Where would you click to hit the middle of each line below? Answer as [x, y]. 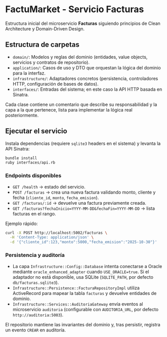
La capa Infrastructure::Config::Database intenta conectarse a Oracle [87, 266]
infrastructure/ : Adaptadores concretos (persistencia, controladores [85, 78]
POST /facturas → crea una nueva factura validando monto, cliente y [84, 192]
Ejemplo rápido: [22, 223]
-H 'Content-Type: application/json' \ [52, 237]
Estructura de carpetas [43, 45]
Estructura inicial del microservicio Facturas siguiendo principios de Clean [83, 23]
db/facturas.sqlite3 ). [36, 282]
